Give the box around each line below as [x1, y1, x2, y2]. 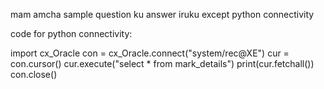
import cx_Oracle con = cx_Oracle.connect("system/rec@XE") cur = [10, 47, 290, 59]
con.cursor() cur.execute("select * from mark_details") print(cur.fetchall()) [10, 58, 315, 69]
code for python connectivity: [10, 28, 133, 39]
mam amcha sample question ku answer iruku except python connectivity [10, 9, 315, 20]
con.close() [10, 69, 58, 80]
